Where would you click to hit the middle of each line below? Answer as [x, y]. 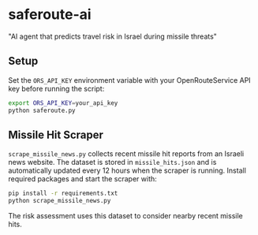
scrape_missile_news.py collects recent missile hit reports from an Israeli [126, 154]
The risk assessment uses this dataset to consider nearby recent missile [125, 216]
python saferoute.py [42, 110]
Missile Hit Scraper [56, 134]
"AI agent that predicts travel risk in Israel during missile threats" [112, 36]
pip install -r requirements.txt [63, 194]
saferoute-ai [50, 15]
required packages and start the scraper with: [83, 179]
